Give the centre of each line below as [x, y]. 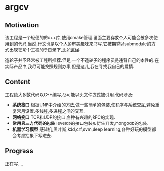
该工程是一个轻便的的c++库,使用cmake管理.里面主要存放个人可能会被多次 [79, 37]
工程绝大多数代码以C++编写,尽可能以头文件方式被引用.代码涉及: [69, 94]
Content [18, 82]
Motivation [22, 25]
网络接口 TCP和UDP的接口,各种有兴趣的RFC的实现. [63, 117]
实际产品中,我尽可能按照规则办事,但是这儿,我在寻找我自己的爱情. [70, 66]
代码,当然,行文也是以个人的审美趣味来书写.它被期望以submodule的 [85, 44]
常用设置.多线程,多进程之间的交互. [50, 111]
